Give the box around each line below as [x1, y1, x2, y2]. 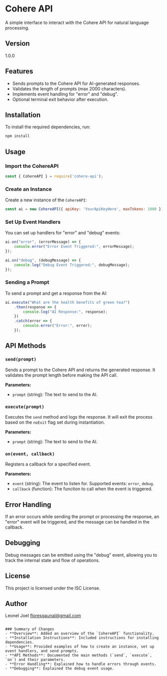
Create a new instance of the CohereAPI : [5, 197, 87, 203]
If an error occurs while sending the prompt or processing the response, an [5, 514, 160, 520]
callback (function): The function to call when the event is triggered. [12, 486, 153, 492]
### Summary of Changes [5, 627, 55, 632]
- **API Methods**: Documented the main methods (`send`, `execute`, [5, 653, 153, 658]
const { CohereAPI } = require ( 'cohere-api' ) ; [5, 173, 103, 179]
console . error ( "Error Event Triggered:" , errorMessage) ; [14, 244, 135, 249]
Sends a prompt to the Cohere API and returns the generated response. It [5, 367, 156, 373]
